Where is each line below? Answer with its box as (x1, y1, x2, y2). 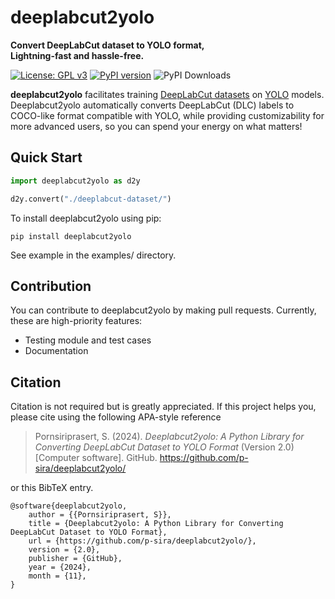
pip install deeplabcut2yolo (10, 231, 132, 241)
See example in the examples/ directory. (10, 249, 177, 261)
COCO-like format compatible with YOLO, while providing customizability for (10, 109, 325, 121)
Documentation (24, 345, 89, 357)
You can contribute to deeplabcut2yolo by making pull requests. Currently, (10, 304, 317, 316)
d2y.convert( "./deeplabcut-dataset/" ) (10, 194, 172, 204)
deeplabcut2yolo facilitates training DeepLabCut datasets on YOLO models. (10, 88, 325, 100)
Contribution (10, 277, 92, 295)
